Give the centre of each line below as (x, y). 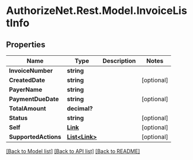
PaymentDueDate (34, 99)
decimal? (80, 109)
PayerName (26, 90)
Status (18, 118)
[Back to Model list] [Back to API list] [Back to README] (73, 151)
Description (119, 61)
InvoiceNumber (31, 71)
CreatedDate (27, 80)
